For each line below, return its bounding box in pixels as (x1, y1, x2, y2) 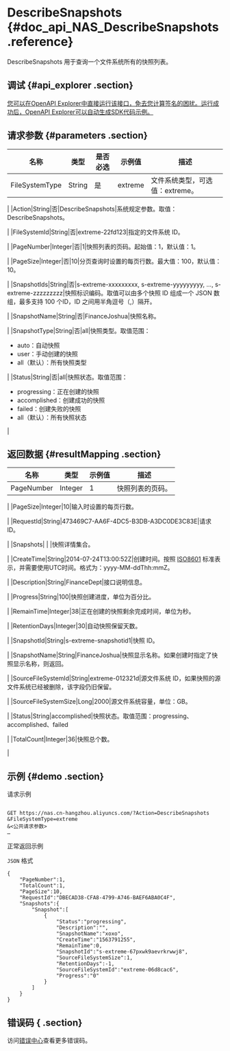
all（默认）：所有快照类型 (16, 358, 87, 367)
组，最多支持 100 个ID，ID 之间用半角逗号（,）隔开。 (7, 297, 156, 305)
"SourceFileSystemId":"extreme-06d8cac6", (55, 967, 179, 973)
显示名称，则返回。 (12, 660, 67, 668)
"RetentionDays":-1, (55, 960, 115, 967)
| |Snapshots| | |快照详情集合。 (7, 540, 94, 548)
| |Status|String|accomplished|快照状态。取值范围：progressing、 (7, 712, 193, 720)
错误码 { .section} (7, 1017, 83, 1028)
